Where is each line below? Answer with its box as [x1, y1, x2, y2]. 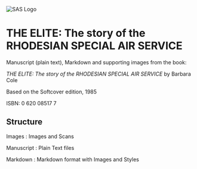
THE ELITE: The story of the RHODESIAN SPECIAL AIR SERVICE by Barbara [6, 70, 191, 77]
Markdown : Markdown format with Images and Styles [6, 155, 139, 163]
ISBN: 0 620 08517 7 [6, 99, 57, 107]
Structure [6, 117, 43, 127]
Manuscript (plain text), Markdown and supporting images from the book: [6, 58, 187, 65]
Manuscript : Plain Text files [6, 144, 75, 151]
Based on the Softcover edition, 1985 [6, 88, 97, 95]
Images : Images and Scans [6, 133, 75, 140]
